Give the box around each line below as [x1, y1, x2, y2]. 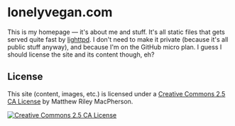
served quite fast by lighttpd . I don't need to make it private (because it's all [7, 35, 229, 43]
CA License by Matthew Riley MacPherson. [7, 97, 133, 105]
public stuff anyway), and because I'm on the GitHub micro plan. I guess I [7, 42, 222, 51]
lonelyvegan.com [7, 4, 113, 21]
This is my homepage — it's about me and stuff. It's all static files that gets [7, 28, 225, 36]
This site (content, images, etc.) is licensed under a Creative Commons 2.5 [7, 89, 226, 98]
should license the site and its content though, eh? [7, 50, 155, 59]
